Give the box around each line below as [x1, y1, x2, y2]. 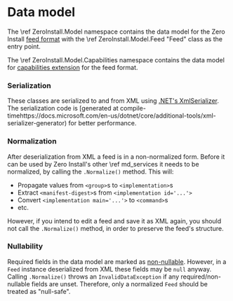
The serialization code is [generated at [7, 104, 119, 113]
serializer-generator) [7, 119, 67, 127]
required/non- [180, 272, 221, 281]
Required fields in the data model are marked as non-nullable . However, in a [7, 257, 227, 266]
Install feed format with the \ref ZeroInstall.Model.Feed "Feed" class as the [7, 34, 223, 43]
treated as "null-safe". [7, 287, 71, 295]
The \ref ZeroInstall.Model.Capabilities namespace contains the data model [7, 55, 225, 64]
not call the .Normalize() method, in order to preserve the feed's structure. [7, 224, 224, 232]
